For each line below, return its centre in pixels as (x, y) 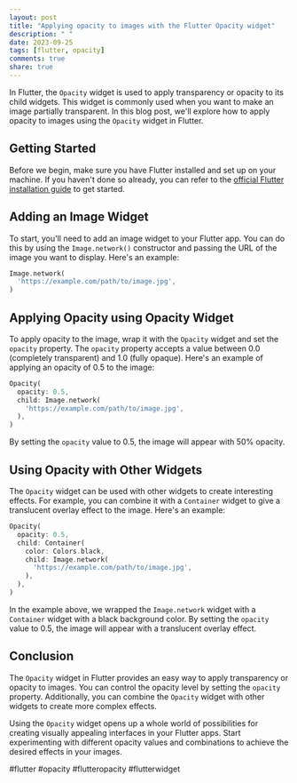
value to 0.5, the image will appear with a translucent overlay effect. (133, 628)
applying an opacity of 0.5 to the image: (82, 367)
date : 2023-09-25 (41, 42)
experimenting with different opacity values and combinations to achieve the (149, 742)
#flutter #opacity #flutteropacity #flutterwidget (94, 769)
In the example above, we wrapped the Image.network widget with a (133, 609)
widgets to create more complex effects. (83, 706)
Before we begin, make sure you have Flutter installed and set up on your (143, 170)
